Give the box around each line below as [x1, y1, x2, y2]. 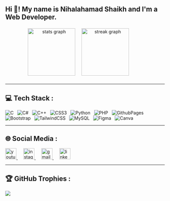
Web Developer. [5, 13, 57, 22]
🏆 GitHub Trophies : [5, 175, 71, 183]
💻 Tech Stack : [5, 94, 54, 103]
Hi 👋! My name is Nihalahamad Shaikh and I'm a [5, 5, 158, 14]
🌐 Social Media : [5, 134, 58, 143]
